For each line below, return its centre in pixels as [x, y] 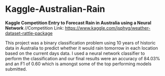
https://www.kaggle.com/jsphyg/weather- [108, 28]
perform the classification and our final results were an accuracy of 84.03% [83, 58]
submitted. [16, 69]
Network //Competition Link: [35, 28]
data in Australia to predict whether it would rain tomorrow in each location [82, 48]
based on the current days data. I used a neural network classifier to [75, 53]
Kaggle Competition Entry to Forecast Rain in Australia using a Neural [78, 23]
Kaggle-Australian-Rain [55, 9]
